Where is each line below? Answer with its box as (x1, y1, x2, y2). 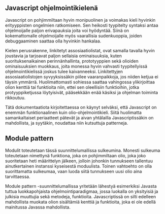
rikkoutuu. (5, 95, 26, 101)
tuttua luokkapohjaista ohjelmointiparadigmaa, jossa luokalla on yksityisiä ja (5, 188, 159, 194)
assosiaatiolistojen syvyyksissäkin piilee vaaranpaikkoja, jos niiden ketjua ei (5, 73, 159, 79)
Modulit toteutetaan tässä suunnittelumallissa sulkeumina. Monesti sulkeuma (5, 147, 161, 153)
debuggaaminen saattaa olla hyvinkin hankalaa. (5, 38, 101, 44)
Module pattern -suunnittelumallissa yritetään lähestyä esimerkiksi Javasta (5, 183, 157, 189)
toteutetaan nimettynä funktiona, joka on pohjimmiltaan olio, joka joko (5, 152, 146, 158)
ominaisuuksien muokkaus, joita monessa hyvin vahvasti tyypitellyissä (5, 63, 148, 69)
